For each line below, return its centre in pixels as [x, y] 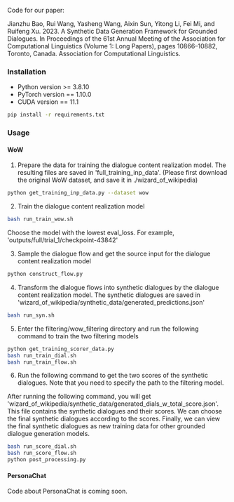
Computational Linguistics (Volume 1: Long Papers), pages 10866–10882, [112, 46]
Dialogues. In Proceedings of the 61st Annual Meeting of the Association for [117, 39]
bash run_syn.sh [31, 315]
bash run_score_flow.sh [42, 453]
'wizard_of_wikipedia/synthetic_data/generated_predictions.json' [111, 302]
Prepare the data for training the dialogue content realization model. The [122, 165]
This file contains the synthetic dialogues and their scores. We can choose [115, 411]
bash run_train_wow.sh [40, 219]
